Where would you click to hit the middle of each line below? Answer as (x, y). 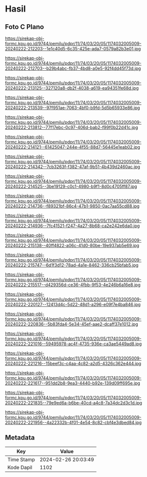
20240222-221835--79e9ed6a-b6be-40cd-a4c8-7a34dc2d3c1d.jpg (73, 403)
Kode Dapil (20, 467)
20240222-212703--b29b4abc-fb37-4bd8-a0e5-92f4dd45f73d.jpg (73, 68)
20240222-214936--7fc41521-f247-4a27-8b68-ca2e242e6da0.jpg (72, 226)
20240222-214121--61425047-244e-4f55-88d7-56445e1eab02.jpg (73, 147)
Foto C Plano (24, 27)
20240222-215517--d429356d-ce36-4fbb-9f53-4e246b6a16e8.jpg (73, 285)
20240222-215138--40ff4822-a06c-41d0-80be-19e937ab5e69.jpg (72, 245)
